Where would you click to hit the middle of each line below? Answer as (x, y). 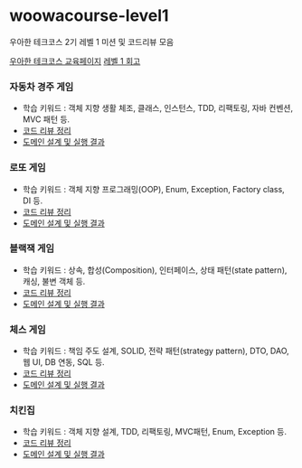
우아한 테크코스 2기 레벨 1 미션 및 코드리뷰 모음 (92, 42)
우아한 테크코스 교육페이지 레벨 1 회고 (75, 61)
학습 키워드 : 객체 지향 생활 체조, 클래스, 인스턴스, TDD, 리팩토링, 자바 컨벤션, (158, 108)
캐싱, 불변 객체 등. (54, 281)
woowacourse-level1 (89, 16)
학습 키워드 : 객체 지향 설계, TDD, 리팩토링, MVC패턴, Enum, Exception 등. (155, 432)
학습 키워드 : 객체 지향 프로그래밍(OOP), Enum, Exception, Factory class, (153, 189)
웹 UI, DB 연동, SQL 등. (64, 362)
